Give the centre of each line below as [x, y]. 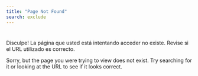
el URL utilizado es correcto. [40, 49]
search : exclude [26, 17]
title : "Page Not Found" [37, 11]
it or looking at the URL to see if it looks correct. [64, 66]
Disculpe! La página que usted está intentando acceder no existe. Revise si [98, 43]
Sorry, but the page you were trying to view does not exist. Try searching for [99, 60]
